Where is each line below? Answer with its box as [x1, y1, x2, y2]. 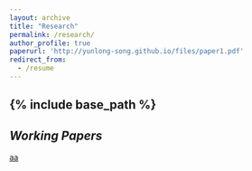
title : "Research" [9, 22, 79, 31]
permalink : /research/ [9, 30, 95, 39]
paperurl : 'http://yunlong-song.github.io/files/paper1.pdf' [9, 47, 245, 56]
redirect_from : [9, 55, 67, 64]
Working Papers [9, 128, 103, 143]
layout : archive [9, 13, 70, 23]
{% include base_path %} [9, 97, 156, 113]
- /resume [17, 64, 54, 73]
